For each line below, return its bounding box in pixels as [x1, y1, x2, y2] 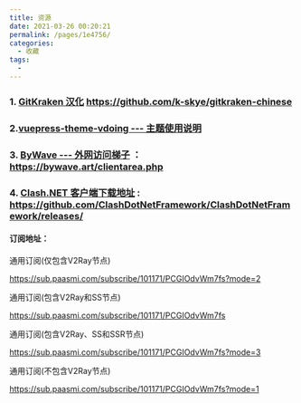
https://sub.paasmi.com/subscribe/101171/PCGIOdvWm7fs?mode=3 [9, 346, 261, 358]
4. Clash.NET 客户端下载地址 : [9, 187, 141, 199]
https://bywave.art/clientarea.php [9, 160, 165, 173]
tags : [9, 55, 30, 64]
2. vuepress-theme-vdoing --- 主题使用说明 [9, 121, 202, 134]
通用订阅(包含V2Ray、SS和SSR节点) [9, 328, 145, 340]
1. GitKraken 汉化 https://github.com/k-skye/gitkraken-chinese [9, 95, 293, 108]
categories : [9, 38, 54, 48]
